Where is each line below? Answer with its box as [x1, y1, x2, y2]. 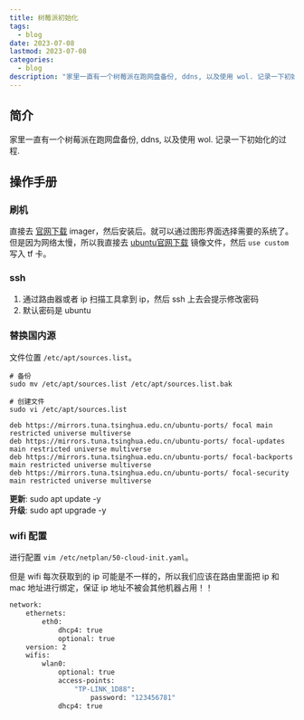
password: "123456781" [90, 693, 176, 702]
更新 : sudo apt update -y [9, 493, 101, 504]
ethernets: [25, 609, 67, 619]
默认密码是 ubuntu [22, 304, 91, 315]
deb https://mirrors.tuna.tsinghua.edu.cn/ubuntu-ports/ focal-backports [9, 452, 294, 462]
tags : [9, 22, 30, 31]
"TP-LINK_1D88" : [73, 685, 136, 694]
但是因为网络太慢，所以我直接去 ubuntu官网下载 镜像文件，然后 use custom [9, 237, 290, 248]
